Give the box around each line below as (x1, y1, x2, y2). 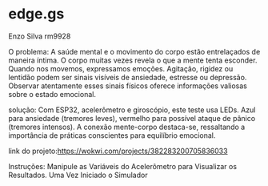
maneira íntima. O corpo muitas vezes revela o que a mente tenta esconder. (8, 55, 258, 65)
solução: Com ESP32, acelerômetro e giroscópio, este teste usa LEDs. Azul (8, 105, 256, 115)
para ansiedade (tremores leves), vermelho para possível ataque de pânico (8, 113, 256, 123)
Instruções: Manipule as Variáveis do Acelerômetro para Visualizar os (8, 161, 238, 171)
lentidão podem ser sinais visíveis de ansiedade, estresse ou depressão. (8, 72, 247, 82)
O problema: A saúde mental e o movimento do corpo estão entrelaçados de (8, 46, 261, 56)
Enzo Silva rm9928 (8, 31, 71, 41)
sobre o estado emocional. (8, 89, 96, 99)
